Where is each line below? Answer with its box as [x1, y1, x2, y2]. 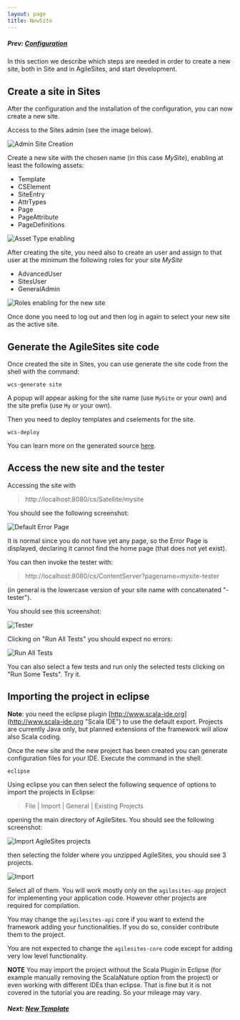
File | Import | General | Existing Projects [24, 801, 144, 810]
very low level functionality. [7, 951, 88, 960]
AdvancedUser [17, 269, 63, 279]
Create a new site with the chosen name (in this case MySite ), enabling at [7, 154, 224, 162]
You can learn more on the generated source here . [7, 441, 156, 450]
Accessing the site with [7, 481, 76, 489]
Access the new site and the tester [7, 462, 165, 474]
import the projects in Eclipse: [7, 787, 95, 796]
